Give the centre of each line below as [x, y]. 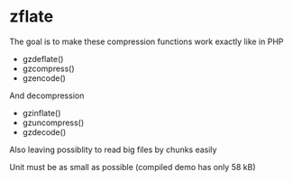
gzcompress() [48, 68]
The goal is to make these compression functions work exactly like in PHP [146, 41]
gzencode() [44, 77]
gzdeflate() [43, 59]
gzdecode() [44, 131]
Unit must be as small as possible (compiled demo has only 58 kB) [133, 167]
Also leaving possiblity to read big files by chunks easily [113, 149]
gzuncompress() [53, 122]
